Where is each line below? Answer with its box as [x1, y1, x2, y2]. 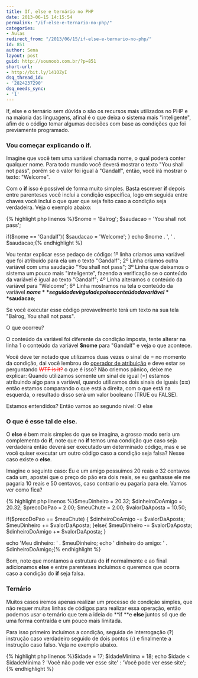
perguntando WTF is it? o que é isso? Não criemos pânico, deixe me [6, 366, 173, 373]
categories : [6, 25, 35, 31]
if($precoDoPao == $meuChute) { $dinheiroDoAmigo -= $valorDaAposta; [6, 516, 185, 523]
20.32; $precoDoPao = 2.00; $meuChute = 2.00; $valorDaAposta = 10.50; [6, 504, 187, 511]
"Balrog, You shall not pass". [6, 313, 76, 320]
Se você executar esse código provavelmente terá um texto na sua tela [6, 306, 179, 314]
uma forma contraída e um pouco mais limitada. [6, 617, 122, 624]
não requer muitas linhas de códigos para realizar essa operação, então [6, 605, 181, 612]
